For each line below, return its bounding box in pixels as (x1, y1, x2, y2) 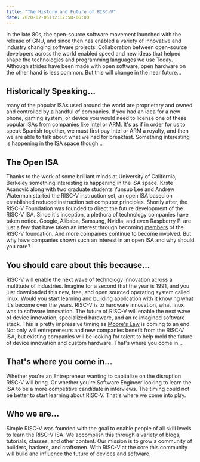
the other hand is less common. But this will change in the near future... (6, 69, 182, 76)
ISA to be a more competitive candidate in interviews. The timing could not (6, 385, 190, 392)
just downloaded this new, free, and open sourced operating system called (6, 288, 190, 295)
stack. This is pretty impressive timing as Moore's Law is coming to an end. (6, 320, 191, 327)
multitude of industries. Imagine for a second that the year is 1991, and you (6, 282, 190, 289)
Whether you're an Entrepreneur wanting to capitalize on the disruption (6, 372, 181, 380)
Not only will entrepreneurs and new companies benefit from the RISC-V (6, 327, 184, 334)
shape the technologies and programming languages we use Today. (6, 56, 173, 63)
